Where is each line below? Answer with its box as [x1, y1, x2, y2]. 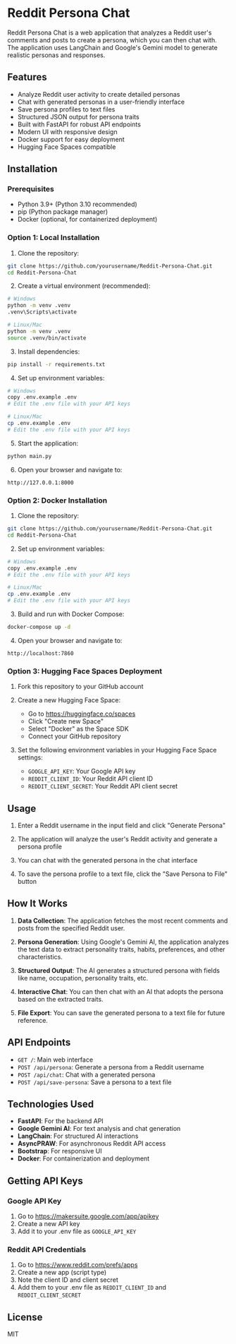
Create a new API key [17, 1220, 80, 1228]
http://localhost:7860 [7, 649, 74, 657]
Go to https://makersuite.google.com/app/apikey [17, 1212, 159, 1220]
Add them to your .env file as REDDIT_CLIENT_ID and [17, 1283, 167, 1292]
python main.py [7, 452, 52, 460]
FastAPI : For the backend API [17, 1117, 104, 1125]
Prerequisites [7, 184, 54, 194]
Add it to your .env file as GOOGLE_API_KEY [17, 1227, 137, 1236]
